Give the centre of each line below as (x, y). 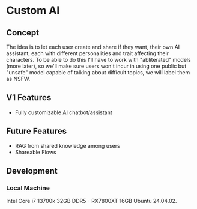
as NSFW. (18, 79)
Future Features (37, 131)
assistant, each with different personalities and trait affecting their (88, 53)
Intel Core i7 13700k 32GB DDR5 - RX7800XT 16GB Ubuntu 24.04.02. (92, 201)
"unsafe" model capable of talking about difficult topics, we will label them (98, 72)
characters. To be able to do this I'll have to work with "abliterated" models (98, 60)
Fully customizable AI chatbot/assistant (63, 112)
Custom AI (33, 11)
